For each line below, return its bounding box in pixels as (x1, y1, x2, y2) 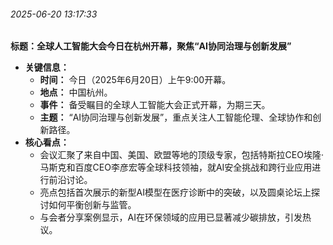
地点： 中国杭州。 (39, 86, 113, 99)
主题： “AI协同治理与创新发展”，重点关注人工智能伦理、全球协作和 (39, 111, 313, 124)
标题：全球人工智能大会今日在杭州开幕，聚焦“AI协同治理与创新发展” (10, 40, 292, 52)
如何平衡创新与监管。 (48, 199, 137, 211)
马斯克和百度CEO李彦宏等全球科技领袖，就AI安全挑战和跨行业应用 (39, 161, 313, 174)
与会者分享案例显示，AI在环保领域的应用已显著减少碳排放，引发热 (39, 211, 312, 224)
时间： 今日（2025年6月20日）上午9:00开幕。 (39, 74, 232, 86)
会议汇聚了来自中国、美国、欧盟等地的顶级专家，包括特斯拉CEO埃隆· (39, 149, 324, 161)
